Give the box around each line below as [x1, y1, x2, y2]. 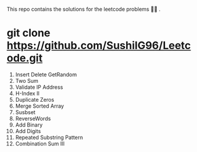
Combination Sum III [15, 140, 65, 147]
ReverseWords [15, 115, 51, 122]
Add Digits [15, 127, 41, 134]
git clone [7, 27, 51, 40]
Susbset [15, 108, 36, 115]
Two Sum [15, 77, 39, 84]
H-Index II [15, 89, 40, 97]
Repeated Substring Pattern [15, 134, 83, 141]
